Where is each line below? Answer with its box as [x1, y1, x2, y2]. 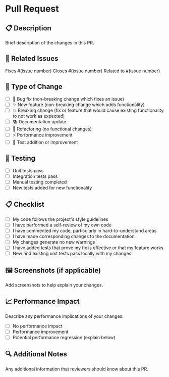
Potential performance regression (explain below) [12, 335, 116, 340]
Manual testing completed [12, 179, 67, 185]
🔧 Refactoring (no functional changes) [12, 126, 92, 132]
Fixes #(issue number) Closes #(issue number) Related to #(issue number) [5, 68, 160, 74]
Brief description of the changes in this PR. [5, 40, 94, 45]
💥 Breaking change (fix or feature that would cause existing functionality [12, 107, 164, 113]
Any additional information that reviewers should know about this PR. [5, 366, 148, 372]
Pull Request [5, 3, 59, 15]
